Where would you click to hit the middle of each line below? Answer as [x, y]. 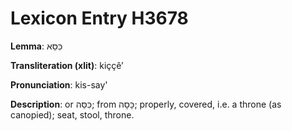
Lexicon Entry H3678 [99, 18]
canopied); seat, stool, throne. [72, 114]
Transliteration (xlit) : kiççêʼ [67, 65]
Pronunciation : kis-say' [59, 84]
